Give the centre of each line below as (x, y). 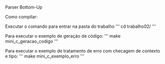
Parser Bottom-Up (24, 7)
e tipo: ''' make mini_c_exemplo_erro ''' (45, 56)
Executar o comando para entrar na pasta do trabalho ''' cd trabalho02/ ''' (81, 26)
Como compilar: (22, 17)
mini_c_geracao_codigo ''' (32, 41)
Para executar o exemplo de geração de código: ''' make (63, 36)
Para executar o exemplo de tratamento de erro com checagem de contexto (82, 51)
